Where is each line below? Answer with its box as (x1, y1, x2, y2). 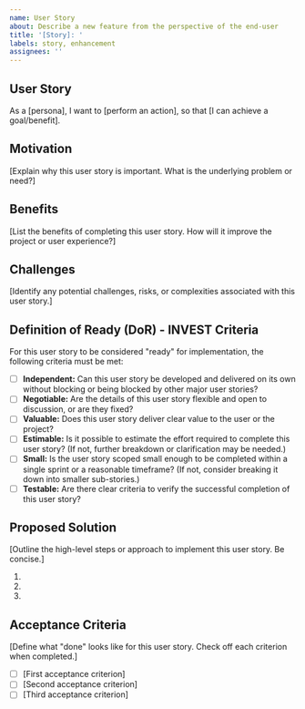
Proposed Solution (9, 519, 117, 535)
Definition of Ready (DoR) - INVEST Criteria (9, 322, 259, 337)
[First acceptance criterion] (22, 669, 126, 680)
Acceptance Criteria (9, 617, 127, 632)
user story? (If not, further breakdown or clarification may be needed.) (22, 444, 287, 455)
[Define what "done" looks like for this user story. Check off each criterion (9, 642, 288, 652)
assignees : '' (9, 47, 64, 57)
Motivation (9, 141, 73, 157)
